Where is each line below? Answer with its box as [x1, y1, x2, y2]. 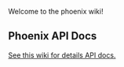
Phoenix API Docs [8, 29, 97, 43]
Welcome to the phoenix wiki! [8, 7, 104, 16]
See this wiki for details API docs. [8, 50, 116, 60]
